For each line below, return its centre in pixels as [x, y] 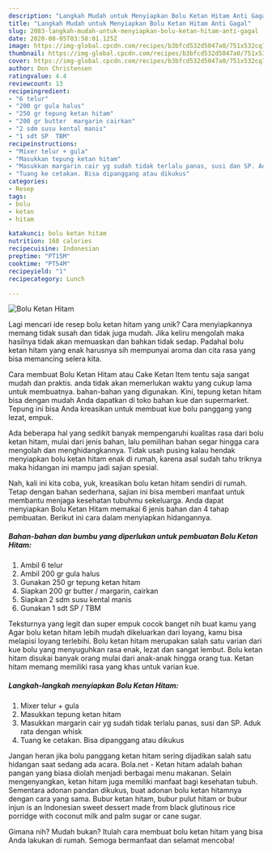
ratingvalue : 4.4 [38, 76]
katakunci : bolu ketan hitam [57, 234]
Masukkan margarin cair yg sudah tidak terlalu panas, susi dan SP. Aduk [140, 723]
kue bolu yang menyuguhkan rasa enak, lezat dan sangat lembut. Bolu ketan [136, 650]
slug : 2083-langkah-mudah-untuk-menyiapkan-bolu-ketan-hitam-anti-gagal [134, 31]
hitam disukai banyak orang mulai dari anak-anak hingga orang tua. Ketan [131, 658]
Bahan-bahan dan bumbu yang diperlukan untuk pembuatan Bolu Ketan [133, 536]
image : [19, 46]
